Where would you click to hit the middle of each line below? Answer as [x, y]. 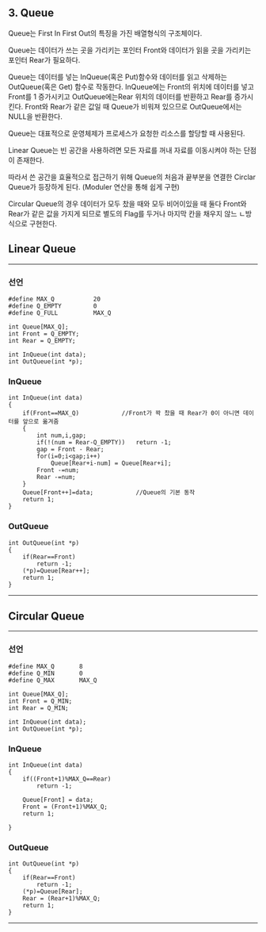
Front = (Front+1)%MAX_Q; [65, 807]
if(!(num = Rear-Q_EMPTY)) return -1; [104, 443]
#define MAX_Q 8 [46, 666]
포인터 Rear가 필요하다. [44, 59]
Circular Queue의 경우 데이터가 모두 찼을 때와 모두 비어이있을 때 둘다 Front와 [127, 203]
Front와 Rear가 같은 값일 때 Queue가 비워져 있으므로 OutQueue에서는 [134, 106]
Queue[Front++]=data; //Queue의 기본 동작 [109, 493]
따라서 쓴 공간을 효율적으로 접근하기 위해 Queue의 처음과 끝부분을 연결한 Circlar [132, 177]
